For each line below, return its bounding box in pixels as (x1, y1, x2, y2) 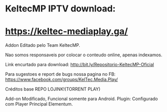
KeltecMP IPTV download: (5, 3, 116, 14)
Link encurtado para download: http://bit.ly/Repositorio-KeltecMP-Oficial (5, 62, 155, 68)
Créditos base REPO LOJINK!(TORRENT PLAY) (5, 86, 101, 92)
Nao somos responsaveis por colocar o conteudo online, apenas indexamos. (5, 52, 163, 58)
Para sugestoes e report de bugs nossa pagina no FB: (5, 71, 116, 77)
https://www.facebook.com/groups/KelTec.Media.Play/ (5, 77, 118, 83)
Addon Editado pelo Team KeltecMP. (5, 42, 81, 48)
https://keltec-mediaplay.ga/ (5, 26, 128, 37)
